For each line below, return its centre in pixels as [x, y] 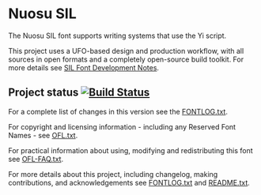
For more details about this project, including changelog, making [113, 174]
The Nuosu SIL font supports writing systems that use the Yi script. [117, 36]
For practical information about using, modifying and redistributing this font [130, 150]
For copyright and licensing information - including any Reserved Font [122, 126]
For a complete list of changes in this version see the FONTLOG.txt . [118, 111]
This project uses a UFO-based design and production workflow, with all [126, 51]
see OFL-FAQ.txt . [36, 159]
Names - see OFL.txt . [43, 135]
